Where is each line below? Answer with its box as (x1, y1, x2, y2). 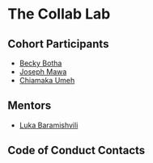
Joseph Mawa (19, 67, 67, 77)
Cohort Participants (7, 37, 109, 51)
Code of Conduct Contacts (7, 144, 146, 157)
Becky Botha (19, 58, 62, 68)
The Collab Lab (7, 5, 111, 23)
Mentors (7, 98, 52, 113)
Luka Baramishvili (19, 120, 79, 130)
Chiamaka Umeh (19, 76, 75, 85)
